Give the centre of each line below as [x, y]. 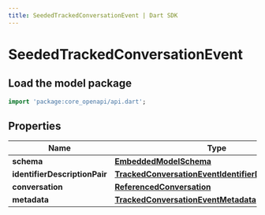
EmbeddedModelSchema [162, 161]
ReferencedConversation [162, 187]
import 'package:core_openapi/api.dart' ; [77, 102]
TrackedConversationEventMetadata [185, 200]
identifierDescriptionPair [60, 174]
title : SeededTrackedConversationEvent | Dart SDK [93, 15]
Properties [35, 126]
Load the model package [70, 83]
